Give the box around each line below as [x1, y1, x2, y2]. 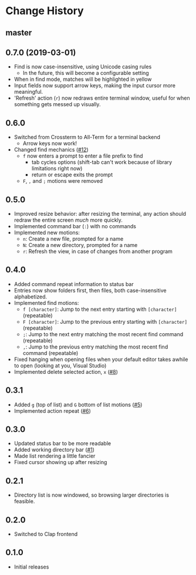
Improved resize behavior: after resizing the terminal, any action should [13, 211, 186, 218]
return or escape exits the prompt [31, 171, 113, 178]
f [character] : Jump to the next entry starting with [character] [22, 305, 177, 313]
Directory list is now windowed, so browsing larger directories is [13, 491, 170, 499]
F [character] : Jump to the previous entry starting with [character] [22, 318, 188, 325]
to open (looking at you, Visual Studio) [13, 362, 107, 369]
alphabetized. [13, 293, 48, 300]
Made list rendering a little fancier [13, 452, 96, 459]
